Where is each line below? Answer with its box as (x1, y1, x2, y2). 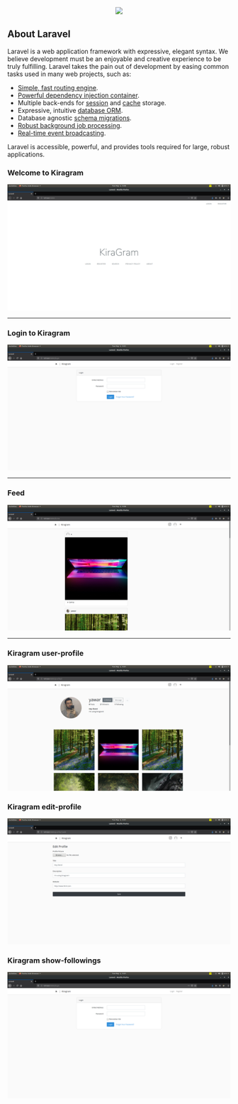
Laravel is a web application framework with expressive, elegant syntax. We (7, 47, 229, 55)
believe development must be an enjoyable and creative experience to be (7, 54, 222, 63)
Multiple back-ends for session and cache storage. (17, 98, 166, 107)
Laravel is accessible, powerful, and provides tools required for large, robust (7, 142, 230, 151)
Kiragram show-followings (7, 956, 101, 965)
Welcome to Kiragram (7, 168, 84, 178)
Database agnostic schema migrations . (17, 114, 132, 122)
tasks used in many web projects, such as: (7, 70, 132, 78)
